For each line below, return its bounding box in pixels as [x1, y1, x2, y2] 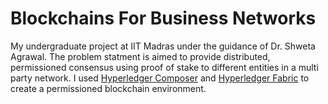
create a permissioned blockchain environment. [10, 82, 207, 94]
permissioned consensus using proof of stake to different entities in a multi [10, 61, 319, 73]
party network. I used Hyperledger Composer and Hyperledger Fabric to [10, 72, 310, 84]
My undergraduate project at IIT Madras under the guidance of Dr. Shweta [10, 40, 316, 52]
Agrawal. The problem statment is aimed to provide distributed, [10, 50, 271, 62]
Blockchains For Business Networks [10, 7, 317, 30]
